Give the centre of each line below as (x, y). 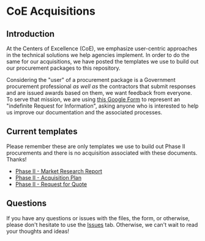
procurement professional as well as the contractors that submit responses (101, 86)
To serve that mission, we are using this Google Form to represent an (93, 99)
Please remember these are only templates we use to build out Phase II (96, 146)
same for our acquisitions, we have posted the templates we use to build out (102, 61)
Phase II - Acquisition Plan (48, 177)
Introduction (31, 34)
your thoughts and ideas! (38, 231)
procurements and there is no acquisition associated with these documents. (102, 153)
